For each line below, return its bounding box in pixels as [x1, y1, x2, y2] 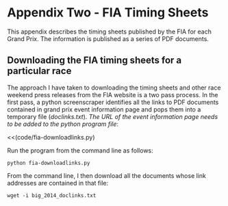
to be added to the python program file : [7, 120, 118, 128]
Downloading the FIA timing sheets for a [7, 55, 182, 66]
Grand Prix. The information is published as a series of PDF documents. [7, 34, 209, 42]
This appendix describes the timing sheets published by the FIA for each [7, 27, 212, 36]
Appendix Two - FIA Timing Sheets [7, 5, 209, 21]
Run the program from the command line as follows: [7, 146, 154, 155]
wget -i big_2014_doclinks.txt [7, 192, 97, 199]
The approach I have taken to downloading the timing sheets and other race [7, 83, 221, 92]
